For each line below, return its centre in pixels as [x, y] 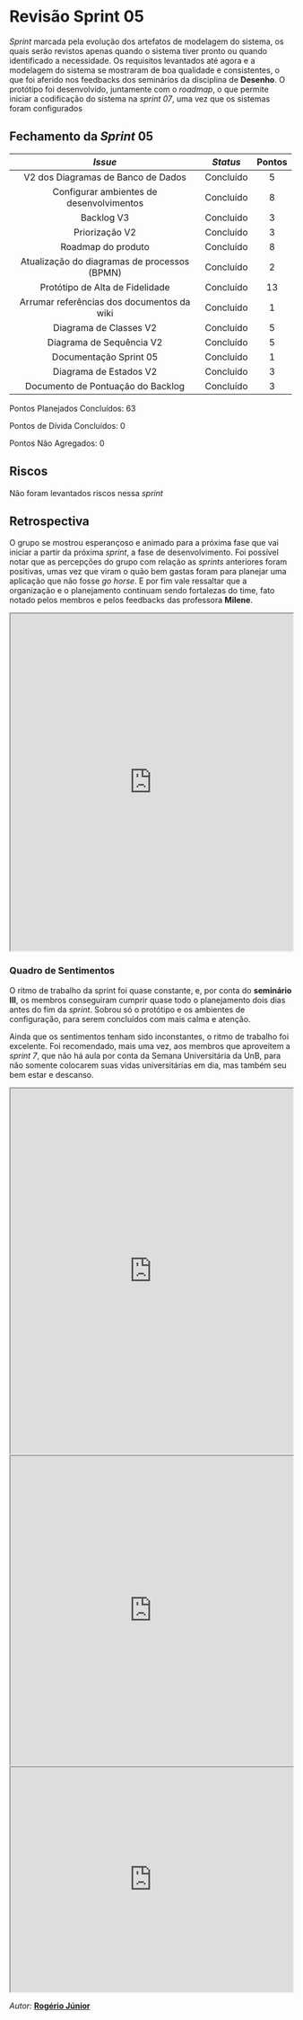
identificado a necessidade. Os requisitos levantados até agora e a [132, 60]
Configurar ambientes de [105, 191]
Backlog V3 [105, 218]
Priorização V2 [105, 232]
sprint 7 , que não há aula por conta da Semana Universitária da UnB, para [145, 1055]
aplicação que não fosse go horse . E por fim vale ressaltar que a [128, 581]
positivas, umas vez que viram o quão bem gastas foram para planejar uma [148, 572]
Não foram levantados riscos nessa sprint [86, 493]
